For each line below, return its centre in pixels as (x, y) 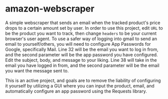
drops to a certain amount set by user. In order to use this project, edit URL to (84, 28)
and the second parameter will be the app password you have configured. (81, 55)
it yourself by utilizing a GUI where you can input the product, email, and (80, 85)
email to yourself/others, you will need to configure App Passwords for (78, 44)
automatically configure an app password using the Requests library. (76, 91)
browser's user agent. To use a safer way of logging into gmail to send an (81, 39)
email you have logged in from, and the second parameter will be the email (82, 65)
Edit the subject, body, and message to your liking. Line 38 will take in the (81, 60)
